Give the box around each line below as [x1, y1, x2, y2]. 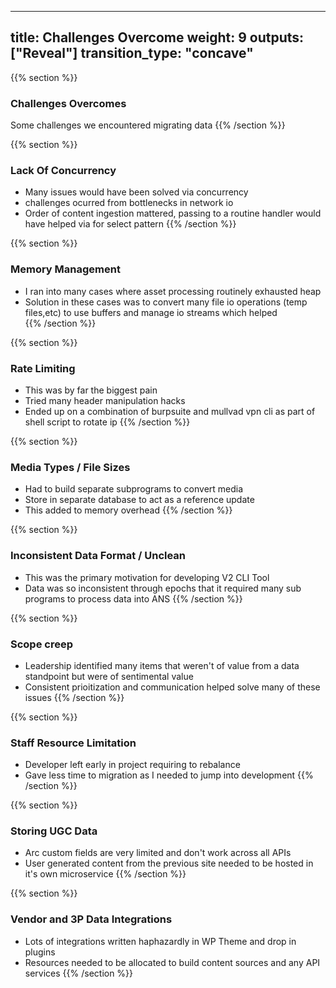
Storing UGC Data [10, 824, 98, 838]
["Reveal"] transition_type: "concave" [10, 45, 254, 62]
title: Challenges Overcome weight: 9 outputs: [10, 29, 305, 46]
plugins [24, 946, 56, 958]
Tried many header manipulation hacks [24, 395, 186, 406]
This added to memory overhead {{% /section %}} [24, 504, 233, 516]
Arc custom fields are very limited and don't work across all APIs [24, 847, 292, 859]
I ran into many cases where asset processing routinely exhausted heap [24, 285, 322, 297]
